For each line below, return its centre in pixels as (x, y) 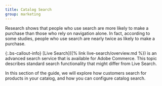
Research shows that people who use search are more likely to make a (77, 28)
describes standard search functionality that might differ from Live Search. (81, 64)
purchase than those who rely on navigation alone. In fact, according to (78, 33)
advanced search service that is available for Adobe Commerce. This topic (81, 58)
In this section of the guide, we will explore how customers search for (76, 73)
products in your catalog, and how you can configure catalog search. (75, 78)
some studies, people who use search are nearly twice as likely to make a (80, 38)
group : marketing (23, 14)
